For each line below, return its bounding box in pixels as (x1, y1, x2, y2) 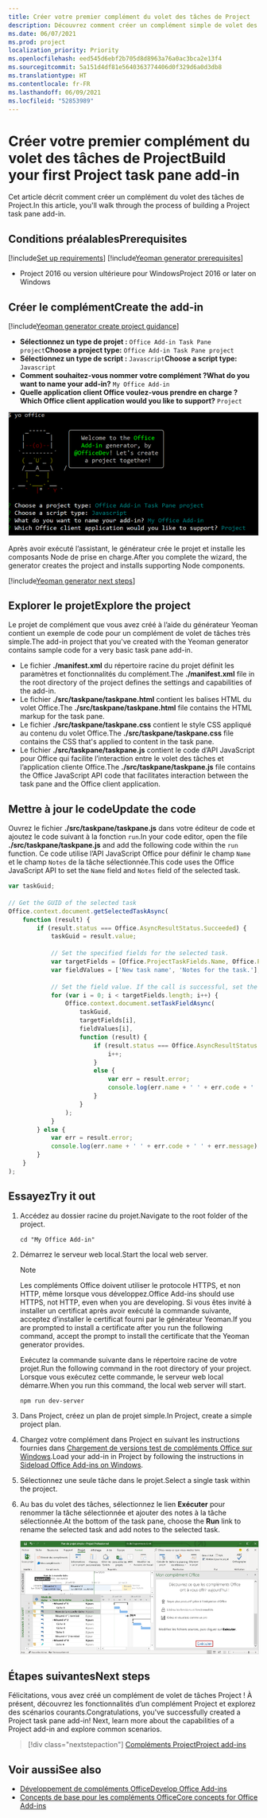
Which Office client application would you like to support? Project (19, 396, 242, 405)
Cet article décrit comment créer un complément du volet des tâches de (8, 192, 245, 202)
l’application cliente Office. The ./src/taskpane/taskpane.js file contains (19, 763, 256, 772)
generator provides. (19, 1340, 85, 1349)
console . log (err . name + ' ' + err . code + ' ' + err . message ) (50, 1142, 258, 1150)
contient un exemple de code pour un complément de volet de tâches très (8, 629, 251, 638)
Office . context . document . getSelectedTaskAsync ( (8, 907, 169, 915)
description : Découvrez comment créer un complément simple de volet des (8, 21, 258, 29)
